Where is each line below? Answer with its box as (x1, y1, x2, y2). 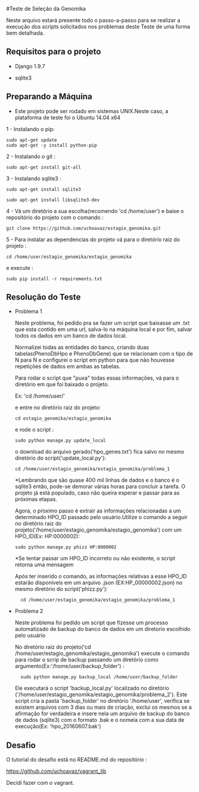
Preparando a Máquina (6, 92, 92, 102)
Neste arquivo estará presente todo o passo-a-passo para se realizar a (6, 17, 181, 23)
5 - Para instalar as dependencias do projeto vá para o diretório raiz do (6, 236, 181, 243)
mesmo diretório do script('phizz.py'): (14, 585, 108, 593)
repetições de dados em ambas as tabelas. (14, 363, 121, 370)
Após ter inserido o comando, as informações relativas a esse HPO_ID (14, 573, 187, 580)
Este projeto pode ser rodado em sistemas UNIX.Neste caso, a (14, 107, 169, 114)
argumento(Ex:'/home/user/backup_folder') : (14, 663, 125, 670)
